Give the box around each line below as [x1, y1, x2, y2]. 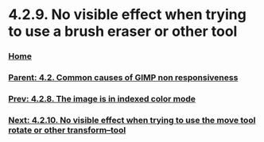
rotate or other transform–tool [8, 125, 126, 136]
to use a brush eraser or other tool [8, 22, 238, 40]
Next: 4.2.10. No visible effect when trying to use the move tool [8, 114, 256, 125]
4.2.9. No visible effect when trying [8, 6, 247, 24]
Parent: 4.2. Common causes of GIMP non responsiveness [8, 72, 239, 83]
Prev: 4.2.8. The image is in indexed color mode [8, 93, 196, 104]
